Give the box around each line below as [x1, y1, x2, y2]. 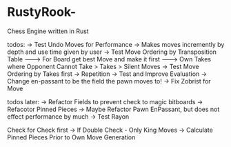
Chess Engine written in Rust [7, 27, 89, 35]
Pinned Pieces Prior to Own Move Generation [7, 133, 136, 141]
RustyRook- [7, 4, 77, 20]
